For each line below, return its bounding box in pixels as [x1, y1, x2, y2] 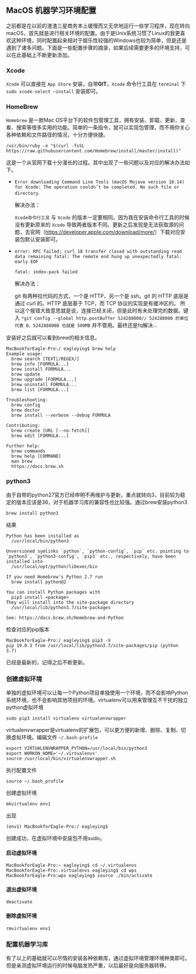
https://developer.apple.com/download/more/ [45, 229, 155, 236]
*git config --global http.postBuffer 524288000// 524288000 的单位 [21, 315, 188, 322]
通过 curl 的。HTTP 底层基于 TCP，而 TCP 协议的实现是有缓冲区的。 [14, 300, 179, 307]
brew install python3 [6, 510, 59, 516]
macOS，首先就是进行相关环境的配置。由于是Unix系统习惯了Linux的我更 [6, 29, 181, 36]
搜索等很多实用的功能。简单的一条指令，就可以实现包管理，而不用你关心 [16, 124, 190, 131]
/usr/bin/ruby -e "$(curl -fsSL [6, 143, 85, 149]
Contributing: [6, 423, 41, 429]
